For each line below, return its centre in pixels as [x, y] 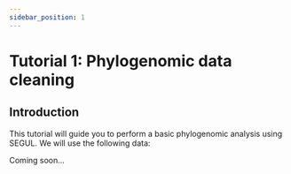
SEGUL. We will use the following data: [80, 143]
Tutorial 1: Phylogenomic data [121, 61]
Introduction [44, 113]
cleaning [42, 79]
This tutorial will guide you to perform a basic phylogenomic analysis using [146, 133]
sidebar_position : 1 [47, 17]
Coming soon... [37, 160]
